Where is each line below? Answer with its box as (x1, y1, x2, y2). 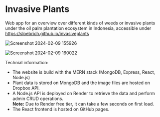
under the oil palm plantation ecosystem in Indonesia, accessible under (5, 25, 152, 31)
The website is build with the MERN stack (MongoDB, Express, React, (12, 69, 156, 75)
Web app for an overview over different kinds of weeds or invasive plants (5, 20, 156, 26)
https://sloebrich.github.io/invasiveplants (5, 30, 89, 36)
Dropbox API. (12, 85, 40, 91)
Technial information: (5, 59, 49, 65)
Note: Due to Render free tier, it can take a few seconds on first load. (12, 101, 155, 107)
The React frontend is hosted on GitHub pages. (12, 106, 110, 112)
